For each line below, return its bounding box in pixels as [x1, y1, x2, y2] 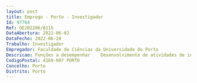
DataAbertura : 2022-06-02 [6, 30, 69, 36]
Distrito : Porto [6, 68, 46, 74]
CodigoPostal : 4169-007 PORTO [6, 57, 80, 63]
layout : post [6, 8, 38, 15]
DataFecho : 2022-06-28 [6, 36, 62, 41]
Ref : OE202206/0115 [6, 25, 54, 31]
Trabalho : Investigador [6, 41, 64, 47]
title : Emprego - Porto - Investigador [6, 14, 104, 20]
